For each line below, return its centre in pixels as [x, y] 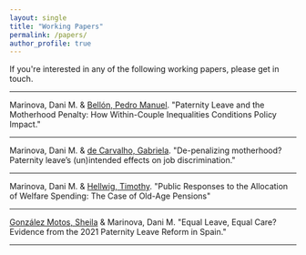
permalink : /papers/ [49, 35]
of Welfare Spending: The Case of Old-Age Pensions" [110, 196]
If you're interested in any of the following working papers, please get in [144, 69]
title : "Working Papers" [56, 26]
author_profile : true [51, 43]
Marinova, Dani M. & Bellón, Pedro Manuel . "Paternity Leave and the [137, 105]
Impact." [25, 125]
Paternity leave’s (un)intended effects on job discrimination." [122, 160]
